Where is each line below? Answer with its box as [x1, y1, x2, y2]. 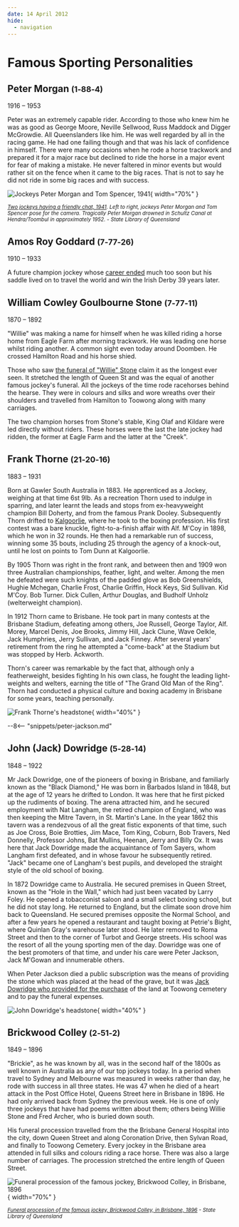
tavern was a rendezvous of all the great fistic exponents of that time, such [7, 821, 227, 829]
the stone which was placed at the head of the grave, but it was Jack [7, 977, 210, 985]
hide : [7, 17, 23, 24]
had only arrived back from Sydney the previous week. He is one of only [7, 1097, 219, 1106]
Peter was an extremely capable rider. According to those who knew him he [7, 115, 230, 124]
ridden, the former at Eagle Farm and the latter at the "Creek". [7, 433, 188, 441]
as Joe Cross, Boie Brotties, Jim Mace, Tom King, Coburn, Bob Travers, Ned [7, 828, 230, 836]
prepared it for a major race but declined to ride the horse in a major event [7, 153, 225, 162]
